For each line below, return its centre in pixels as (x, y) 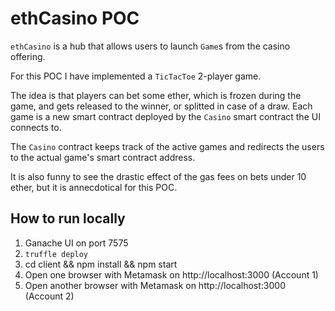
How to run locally (68, 218)
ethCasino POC (75, 18)
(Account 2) (49, 296)
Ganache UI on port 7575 (76, 243)
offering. (28, 56)
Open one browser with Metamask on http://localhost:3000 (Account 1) (171, 274)
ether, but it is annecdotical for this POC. (94, 187)
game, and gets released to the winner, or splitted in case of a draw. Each (161, 106)
